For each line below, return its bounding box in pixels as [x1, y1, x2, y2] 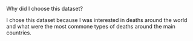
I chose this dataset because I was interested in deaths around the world [6, 17, 188, 23]
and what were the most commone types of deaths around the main [6, 23, 175, 30]
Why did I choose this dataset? [6, 5, 83, 12]
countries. [6, 29, 31, 36]
